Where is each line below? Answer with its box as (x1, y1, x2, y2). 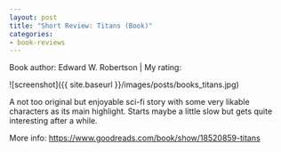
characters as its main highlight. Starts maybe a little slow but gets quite (9, 106, 273, 116)
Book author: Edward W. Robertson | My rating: (9, 62, 182, 73)
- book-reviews (9, 37, 66, 47)
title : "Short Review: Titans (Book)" (9, 21, 153, 30)
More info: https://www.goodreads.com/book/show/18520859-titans (9, 132, 261, 143)
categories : (9, 29, 53, 38)
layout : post (9, 12, 58, 22)
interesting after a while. (9, 116, 98, 126)
